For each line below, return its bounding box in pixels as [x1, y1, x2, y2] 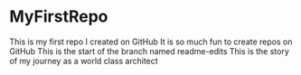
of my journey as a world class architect [9, 55, 158, 66]
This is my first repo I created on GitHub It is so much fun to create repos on [9, 36, 293, 47]
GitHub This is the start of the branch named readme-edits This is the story [9, 45, 289, 56]
